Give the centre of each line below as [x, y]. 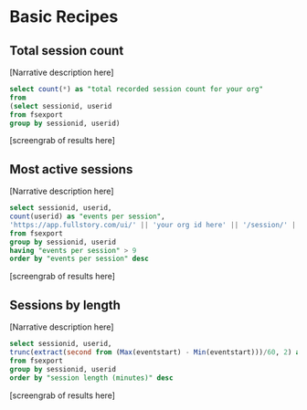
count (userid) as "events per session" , [88, 216]
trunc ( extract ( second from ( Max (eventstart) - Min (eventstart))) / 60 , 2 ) [151, 352]
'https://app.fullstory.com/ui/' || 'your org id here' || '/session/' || [155, 225]
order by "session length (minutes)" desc [91, 378]
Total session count [67, 51]
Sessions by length [65, 305]
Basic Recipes [64, 17]
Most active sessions [71, 169]
